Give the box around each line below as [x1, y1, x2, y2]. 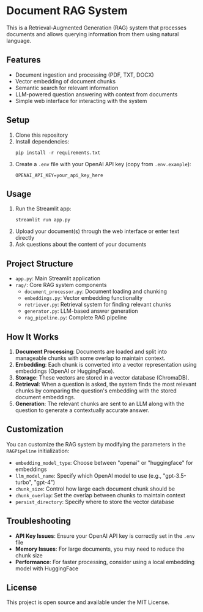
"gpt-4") [34, 478, 56, 486]
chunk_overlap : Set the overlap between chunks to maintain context [15, 491, 185, 499]
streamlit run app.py [15, 217, 70, 223]
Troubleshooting [6, 516, 72, 526]
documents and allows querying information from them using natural [6, 30, 179, 37]
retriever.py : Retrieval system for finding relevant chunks [24, 301, 171, 308]
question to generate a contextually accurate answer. [15, 407, 150, 414]
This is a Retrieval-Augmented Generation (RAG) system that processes [6, 24, 186, 31]
